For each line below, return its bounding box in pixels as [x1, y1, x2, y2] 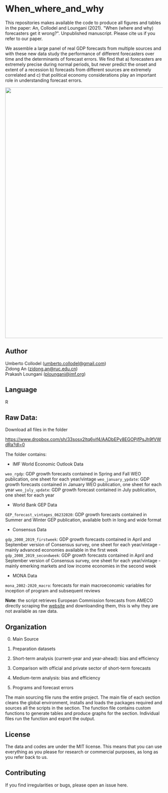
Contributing [5, 768, 46, 777]
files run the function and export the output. [5, 716, 95, 722]
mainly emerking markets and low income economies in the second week [5, 563, 156, 569]
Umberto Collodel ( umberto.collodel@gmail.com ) [5, 360, 106, 366]
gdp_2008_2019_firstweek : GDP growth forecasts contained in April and [5, 536, 151, 542]
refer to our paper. [5, 36, 43, 42]
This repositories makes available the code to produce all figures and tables [5, 20, 161, 26]
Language [5, 386, 37, 394]
